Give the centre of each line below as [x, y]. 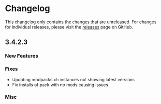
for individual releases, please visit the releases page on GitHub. [69, 27]
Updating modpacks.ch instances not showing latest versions [73, 79]
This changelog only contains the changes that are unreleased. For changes [81, 22]
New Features [22, 56]
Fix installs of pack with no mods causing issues [60, 85]
